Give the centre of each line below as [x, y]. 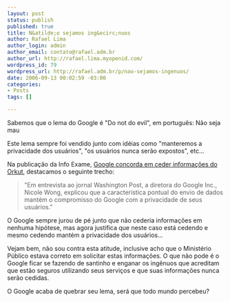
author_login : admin [37, 46]
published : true [30, 26]
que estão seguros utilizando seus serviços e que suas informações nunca [113, 271]
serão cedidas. [28, 278]
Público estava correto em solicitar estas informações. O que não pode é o [113, 256]
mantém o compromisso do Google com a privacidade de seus [113, 200]
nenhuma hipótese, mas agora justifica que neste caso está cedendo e [108, 228]
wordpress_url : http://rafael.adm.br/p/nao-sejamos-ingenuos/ [98, 71]
